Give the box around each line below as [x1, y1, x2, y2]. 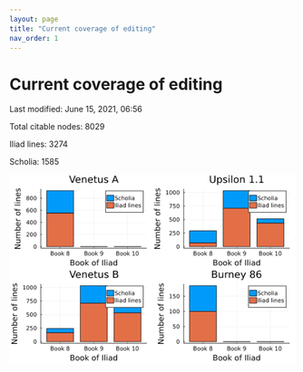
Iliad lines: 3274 [9, 138, 68, 149]
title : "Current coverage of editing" [9, 24, 156, 33]
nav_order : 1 [9, 33, 59, 43]
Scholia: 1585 [9, 157, 60, 167]
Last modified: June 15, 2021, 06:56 [9, 104, 142, 115]
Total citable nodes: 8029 [9, 121, 105, 132]
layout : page [9, 14, 59, 24]
